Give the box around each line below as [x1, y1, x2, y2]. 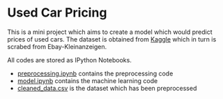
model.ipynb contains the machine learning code [17, 76, 158, 84]
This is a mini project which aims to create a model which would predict [7, 28, 213, 36]
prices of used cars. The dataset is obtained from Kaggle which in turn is [7, 35, 217, 43]
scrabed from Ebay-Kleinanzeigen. [7, 42, 107, 51]
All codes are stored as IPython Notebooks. [7, 55, 132, 64]
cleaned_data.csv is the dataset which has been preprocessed [17, 84, 197, 92]
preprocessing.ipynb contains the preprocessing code [17, 69, 174, 78]
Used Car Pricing [7, 5, 107, 21]
